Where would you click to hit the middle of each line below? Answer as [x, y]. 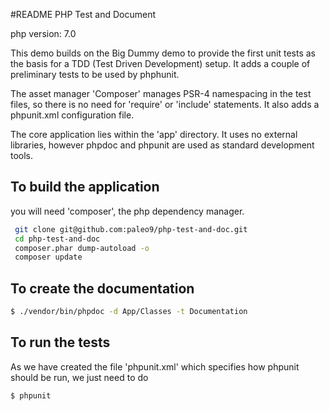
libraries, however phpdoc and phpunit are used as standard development [162, 145]
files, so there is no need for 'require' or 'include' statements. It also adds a [165, 104]
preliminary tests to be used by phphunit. [95, 74]
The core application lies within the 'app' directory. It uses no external [154, 134]
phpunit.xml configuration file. [72, 115]
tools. [22, 155]
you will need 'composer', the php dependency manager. [127, 211]
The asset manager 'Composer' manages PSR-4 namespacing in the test [161, 93]
